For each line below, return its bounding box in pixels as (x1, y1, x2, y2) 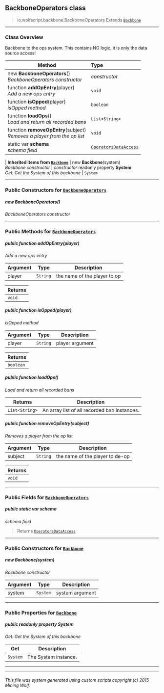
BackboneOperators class (5, 4, 86, 12)
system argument (56, 589, 96, 596)
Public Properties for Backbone (5, 609, 77, 616)
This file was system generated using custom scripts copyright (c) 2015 (5, 677, 149, 683)
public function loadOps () (5, 374, 59, 380)
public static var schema (5, 506, 57, 512)
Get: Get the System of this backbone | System (5, 170, 98, 176)
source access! (5, 50, 36, 56)
